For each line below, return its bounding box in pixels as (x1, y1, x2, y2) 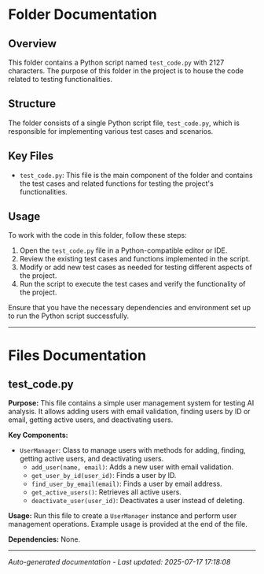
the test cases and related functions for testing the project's (19, 179, 214, 188)
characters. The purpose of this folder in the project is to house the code (8, 66, 244, 76)
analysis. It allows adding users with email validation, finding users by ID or (8, 407, 251, 417)
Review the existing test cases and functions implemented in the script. (19, 254, 251, 264)
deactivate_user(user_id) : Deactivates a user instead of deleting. (31, 496, 245, 505)
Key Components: (8, 431, 68, 440)
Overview (8, 37, 57, 50)
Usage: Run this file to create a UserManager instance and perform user (8, 511, 237, 520)
